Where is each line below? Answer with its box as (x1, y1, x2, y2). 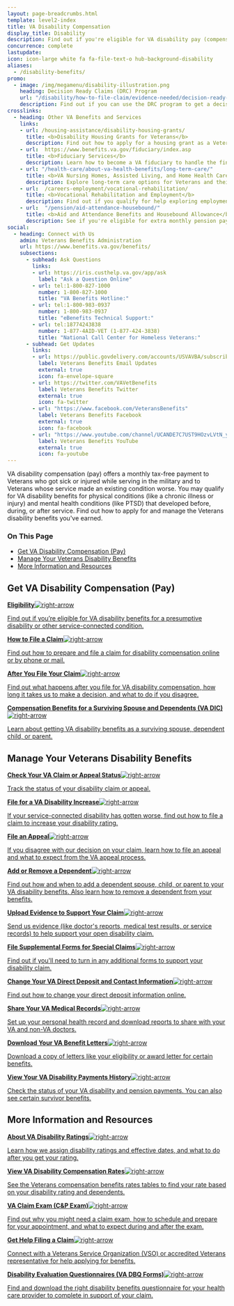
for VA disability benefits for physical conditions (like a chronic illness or (7, 492, 214, 500)
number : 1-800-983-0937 (38, 308, 108, 316)
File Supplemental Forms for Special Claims (7, 943, 136, 951)
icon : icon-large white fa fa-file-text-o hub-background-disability (7, 56, 214, 63)
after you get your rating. (7, 1153, 79, 1162)
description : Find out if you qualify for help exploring (25, 198, 198, 205)
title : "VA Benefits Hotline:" (38, 295, 130, 302)
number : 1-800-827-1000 (38, 288, 108, 296)
